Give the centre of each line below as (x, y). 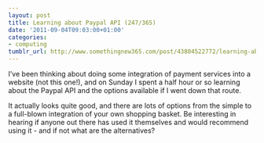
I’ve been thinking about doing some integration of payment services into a (130, 74)
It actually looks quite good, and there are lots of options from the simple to (130, 105)
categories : (27, 37)
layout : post (29, 15)
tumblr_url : (27, 52)
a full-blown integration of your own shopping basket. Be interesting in (122, 114)
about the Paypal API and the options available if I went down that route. (125, 90)
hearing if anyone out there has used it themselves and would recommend (128, 122)
